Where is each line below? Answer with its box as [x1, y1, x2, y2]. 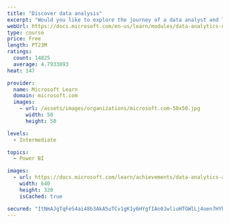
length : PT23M [7, 42, 48, 49]
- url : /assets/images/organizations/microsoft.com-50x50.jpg [19, 105, 201, 112]
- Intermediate [13, 136, 57, 144]
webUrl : [7, 23, 29, 29]
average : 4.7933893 [13, 61, 69, 68]
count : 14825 [13, 55, 51, 62]
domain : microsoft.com [13, 92, 78, 99]
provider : [7, 79, 36, 86]
